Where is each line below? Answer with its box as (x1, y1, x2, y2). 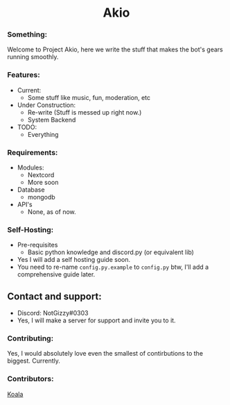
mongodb (27, 193, 55, 201)
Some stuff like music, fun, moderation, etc (27, 93, 151, 101)
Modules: (17, 163, 44, 172)
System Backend (27, 115, 76, 124)
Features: (7, 70, 40, 80)
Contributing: (7, 333, 54, 343)
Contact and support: (7, 290, 102, 302)
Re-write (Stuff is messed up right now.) (27, 108, 142, 116)
